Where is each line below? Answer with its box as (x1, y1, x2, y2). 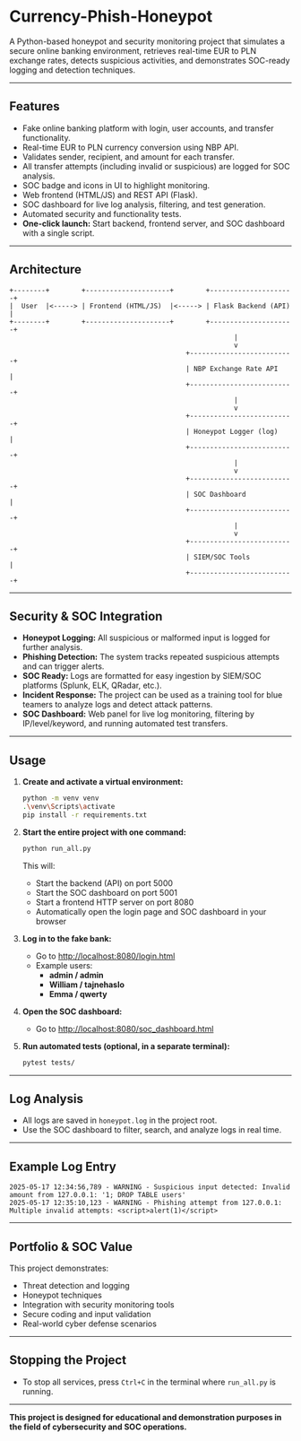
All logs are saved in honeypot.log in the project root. (21, 1115, 218, 1126)
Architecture (9, 262, 82, 277)
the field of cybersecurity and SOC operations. (9, 1421, 187, 1432)
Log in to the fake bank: (21, 933, 112, 943)
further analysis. (21, 642, 83, 653)
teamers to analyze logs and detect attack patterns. (21, 699, 213, 710)
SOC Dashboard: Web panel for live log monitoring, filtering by (21, 708, 255, 719)
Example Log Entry (9, 1159, 116, 1174)
